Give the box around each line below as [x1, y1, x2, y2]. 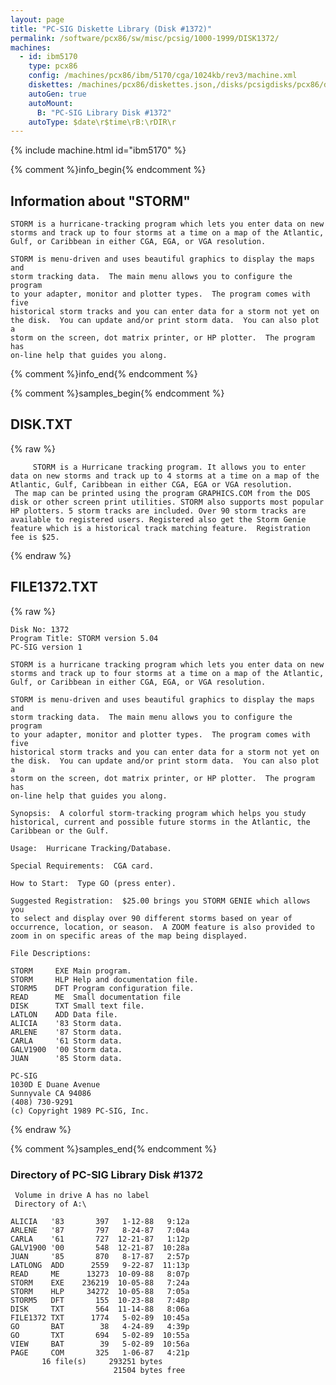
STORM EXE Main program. [10, 966, 132, 976]
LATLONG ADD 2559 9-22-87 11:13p [10, 1260, 190, 1270]
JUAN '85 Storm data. [10, 1053, 123, 1063]
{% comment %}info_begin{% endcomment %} [10, 164, 207, 176]
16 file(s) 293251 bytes [41, 1356, 163, 1366]
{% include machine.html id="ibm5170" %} [10, 144, 187, 156]
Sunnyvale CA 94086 [10, 1088, 92, 1098]
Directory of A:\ [14, 1199, 87, 1209]
